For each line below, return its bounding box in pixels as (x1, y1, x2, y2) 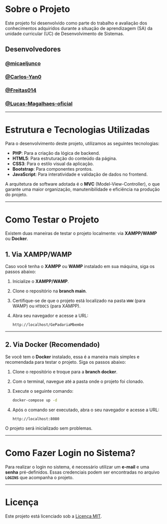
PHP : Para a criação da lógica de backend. (12, 150, 100, 156)
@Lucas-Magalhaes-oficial (5, 100, 73, 107)
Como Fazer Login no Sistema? (5, 447, 136, 459)
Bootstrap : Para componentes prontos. (12, 166, 93, 172)
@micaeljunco (5, 60, 41, 67)
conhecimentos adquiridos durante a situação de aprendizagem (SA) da (5, 25, 153, 31)
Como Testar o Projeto (5, 214, 99, 225)
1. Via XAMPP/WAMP (5, 250, 72, 259)
